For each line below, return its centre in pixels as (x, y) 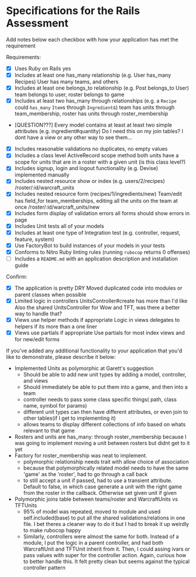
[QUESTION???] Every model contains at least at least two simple (93, 125)
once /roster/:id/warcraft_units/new (57, 207)
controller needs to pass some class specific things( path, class (100, 399)
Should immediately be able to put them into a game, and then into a (106, 387)
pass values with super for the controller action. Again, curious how (105, 555)
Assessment (37, 23)
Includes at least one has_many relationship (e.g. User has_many (93, 75)
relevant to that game (49, 431)
